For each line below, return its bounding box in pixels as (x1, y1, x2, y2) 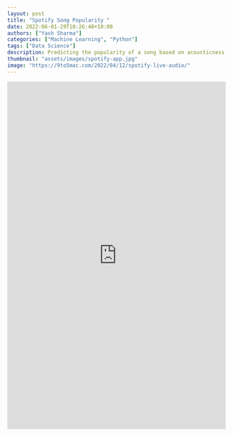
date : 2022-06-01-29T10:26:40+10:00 (7, 23, 113, 30)
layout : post (7, 10, 45, 17)
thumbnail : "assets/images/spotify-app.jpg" (7, 56, 138, 63)
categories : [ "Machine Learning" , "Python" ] (7, 36, 138, 43)
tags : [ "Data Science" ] (7, 42, 76, 49)
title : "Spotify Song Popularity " (7, 17, 110, 24)
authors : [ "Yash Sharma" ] (7, 29, 82, 37)
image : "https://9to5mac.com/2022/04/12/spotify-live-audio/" (7, 62, 191, 69)
